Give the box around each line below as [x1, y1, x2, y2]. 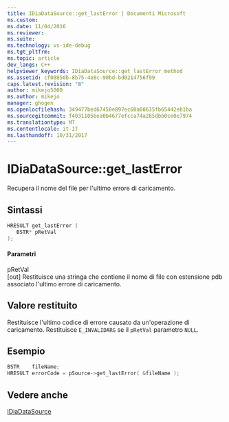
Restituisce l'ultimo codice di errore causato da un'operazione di [7, 318, 190, 326]
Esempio [7, 346, 45, 357]
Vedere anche [7, 389, 69, 401]
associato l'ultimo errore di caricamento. [7, 279, 122, 288]
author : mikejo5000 [7, 87, 63, 94]
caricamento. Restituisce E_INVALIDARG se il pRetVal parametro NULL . [7, 325, 199, 334]
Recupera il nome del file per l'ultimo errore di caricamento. [7, 184, 176, 193]
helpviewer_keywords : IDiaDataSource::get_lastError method [7, 67, 184, 74]
